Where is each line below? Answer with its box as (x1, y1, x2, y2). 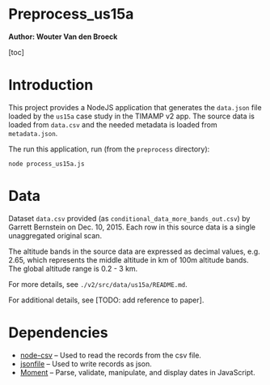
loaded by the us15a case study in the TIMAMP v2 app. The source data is (8, 111, 255, 121)
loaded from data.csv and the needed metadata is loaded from (8, 119, 217, 130)
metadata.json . (8, 128, 58, 138)
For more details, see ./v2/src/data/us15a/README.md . (8, 279, 188, 289)
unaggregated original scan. (8, 230, 103, 240)
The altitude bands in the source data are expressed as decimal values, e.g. (8, 246, 260, 256)
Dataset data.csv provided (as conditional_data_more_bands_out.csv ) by (8, 213, 251, 223)
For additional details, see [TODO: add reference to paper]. (8, 295, 205, 305)
